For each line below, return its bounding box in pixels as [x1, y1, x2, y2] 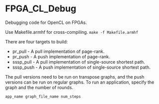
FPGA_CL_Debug [5, 3, 77, 14]
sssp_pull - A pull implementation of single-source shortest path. [12, 59, 145, 65]
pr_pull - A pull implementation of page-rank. [12, 48, 105, 54]
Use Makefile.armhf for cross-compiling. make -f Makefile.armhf [5, 29, 138, 35]
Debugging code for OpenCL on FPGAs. [5, 19, 87, 25]
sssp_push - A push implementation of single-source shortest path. [12, 64, 151, 70]
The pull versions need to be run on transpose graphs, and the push [5, 74, 145, 80]
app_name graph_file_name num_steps [5, 94, 81, 99]
